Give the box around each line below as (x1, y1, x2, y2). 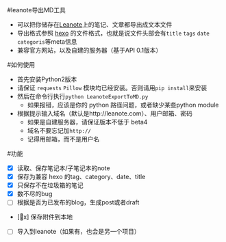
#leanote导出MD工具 (7, 6, 66, 14)
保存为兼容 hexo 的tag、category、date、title (16, 173, 146, 181)
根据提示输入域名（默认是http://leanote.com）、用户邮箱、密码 (16, 109, 193, 118)
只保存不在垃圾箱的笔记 (16, 181, 84, 189)
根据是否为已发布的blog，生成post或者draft (16, 198, 140, 206)
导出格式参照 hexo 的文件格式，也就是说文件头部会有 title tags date (16, 29, 210, 37)
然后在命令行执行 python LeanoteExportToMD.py (16, 92, 149, 100)
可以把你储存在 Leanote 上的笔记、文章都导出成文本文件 (16, 21, 173, 29)
